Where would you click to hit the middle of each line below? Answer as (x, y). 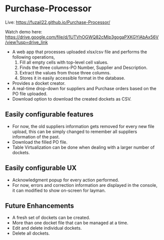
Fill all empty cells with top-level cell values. (64, 62)
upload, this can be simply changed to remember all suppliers (75, 132)
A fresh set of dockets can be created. (51, 218)
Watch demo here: (24, 32)
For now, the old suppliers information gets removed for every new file (83, 126)
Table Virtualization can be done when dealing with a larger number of (83, 147)
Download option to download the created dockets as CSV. (72, 99)
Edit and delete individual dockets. (47, 228)
